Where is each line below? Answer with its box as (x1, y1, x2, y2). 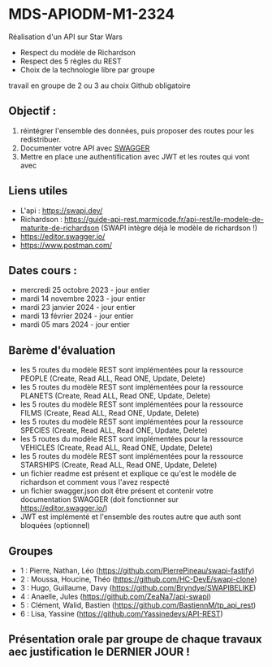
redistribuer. (19, 134, 62, 144)
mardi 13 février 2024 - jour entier (19, 311, 134, 321)
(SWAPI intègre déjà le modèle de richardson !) (101, 223, 258, 233)
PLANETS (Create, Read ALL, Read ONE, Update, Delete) (19, 391, 211, 401)
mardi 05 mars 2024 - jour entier (19, 320, 130, 329)
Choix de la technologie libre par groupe (19, 64, 156, 74)
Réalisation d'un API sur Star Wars (8, 32, 123, 41)
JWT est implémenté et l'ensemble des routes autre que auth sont (19, 512, 242, 521)
